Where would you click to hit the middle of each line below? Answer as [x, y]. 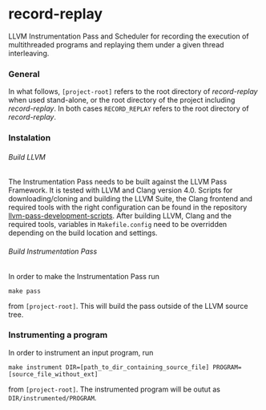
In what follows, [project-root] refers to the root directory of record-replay [133, 91]
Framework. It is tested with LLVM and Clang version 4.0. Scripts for [121, 190]
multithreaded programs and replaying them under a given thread [116, 44]
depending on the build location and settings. [83, 233]
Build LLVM [27, 156]
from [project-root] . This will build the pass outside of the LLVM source [128, 306]
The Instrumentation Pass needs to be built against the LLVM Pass [118, 182]
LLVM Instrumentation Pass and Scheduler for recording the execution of [129, 36]
